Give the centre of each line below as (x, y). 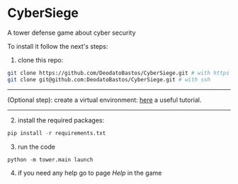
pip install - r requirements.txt (57, 133)
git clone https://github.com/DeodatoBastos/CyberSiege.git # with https (119, 73)
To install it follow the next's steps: (58, 46)
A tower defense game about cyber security (72, 33)
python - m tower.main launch (50, 160)
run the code (36, 146)
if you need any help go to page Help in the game (90, 173)
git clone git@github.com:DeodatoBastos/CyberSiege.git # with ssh (109, 79)
